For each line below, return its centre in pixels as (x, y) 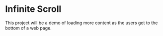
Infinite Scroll (33, 9)
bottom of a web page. (29, 28)
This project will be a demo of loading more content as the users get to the (81, 23)
